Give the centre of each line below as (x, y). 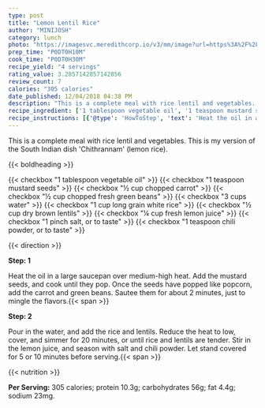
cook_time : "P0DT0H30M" (47, 60)
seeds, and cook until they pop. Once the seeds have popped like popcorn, (130, 284)
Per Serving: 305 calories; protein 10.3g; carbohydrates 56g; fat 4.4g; (122, 387)
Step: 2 (21, 316)
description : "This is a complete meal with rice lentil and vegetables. (132, 103)
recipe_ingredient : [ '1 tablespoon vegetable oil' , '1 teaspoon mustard (130, 111)
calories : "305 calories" (50, 89)
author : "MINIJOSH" (40, 30)
